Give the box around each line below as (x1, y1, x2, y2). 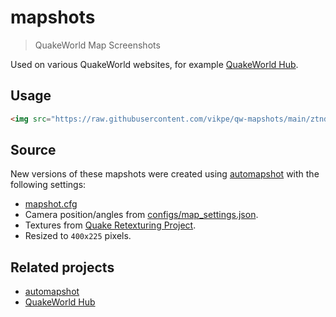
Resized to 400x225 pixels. (24, 230, 132, 242)
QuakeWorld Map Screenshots (34, 39, 161, 51)
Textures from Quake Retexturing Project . (24, 219, 197, 231)
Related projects (10, 259, 115, 276)
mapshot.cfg (24, 198, 78, 210)
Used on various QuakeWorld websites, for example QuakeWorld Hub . (10, 58, 299, 70)
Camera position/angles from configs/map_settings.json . (24, 209, 259, 221)
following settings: (10, 179, 87, 191)
